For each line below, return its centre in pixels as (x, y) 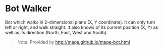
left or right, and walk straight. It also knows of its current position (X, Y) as (81, 27)
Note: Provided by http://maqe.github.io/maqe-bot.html (74, 42)
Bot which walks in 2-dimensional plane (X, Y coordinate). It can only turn (80, 22)
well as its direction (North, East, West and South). (56, 32)
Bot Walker (28, 9)
